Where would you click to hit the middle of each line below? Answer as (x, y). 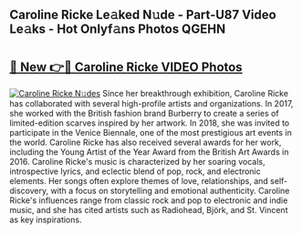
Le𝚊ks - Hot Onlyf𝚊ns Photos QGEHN (118, 30)
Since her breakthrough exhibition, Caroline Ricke (196, 93)
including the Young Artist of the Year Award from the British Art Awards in (149, 152)
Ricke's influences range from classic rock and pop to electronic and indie (149, 200)
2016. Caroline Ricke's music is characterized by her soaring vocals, (137, 162)
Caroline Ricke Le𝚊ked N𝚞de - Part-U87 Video (143, 15)
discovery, (29, 191)
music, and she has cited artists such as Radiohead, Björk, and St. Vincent (149, 210)
